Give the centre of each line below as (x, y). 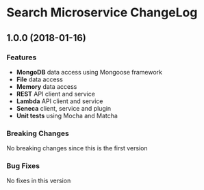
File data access (39, 79)
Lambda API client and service (60, 101)
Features (22, 57)
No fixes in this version (39, 181)
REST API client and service (55, 94)
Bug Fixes (23, 166)
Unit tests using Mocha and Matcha (67, 116)
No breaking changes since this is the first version (77, 148)
